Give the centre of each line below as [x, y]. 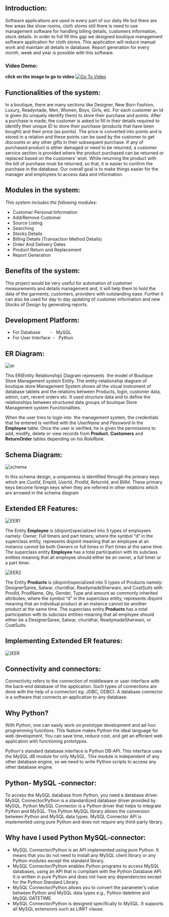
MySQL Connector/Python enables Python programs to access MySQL [86, 866]
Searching [23, 228]
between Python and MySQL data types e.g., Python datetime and [81, 893]
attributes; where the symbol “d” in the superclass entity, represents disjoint [84, 598]
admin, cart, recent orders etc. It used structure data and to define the [78, 397]
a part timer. [18, 562]
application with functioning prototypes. [47, 741]
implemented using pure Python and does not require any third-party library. [84, 822]
